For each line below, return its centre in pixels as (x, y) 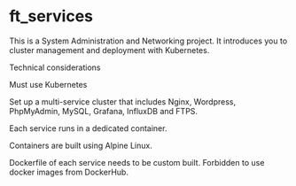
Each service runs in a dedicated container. (88, 128)
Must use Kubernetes (48, 84)
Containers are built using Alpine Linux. (81, 145)
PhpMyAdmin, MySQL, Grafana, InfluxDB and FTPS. (103, 111)
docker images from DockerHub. (69, 172)
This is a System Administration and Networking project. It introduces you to (148, 41)
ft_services (51, 16)
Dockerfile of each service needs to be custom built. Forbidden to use (137, 162)
